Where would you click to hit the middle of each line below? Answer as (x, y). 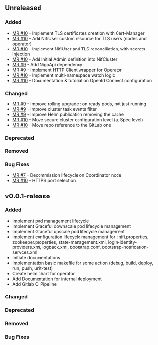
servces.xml (25, 252)
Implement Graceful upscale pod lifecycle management (68, 231)
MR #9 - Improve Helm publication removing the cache (68, 114)
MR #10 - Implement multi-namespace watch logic (63, 75)
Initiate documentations (36, 257)
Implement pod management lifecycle (51, 221)
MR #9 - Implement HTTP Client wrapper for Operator (67, 70)
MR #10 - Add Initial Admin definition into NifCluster (65, 59)
